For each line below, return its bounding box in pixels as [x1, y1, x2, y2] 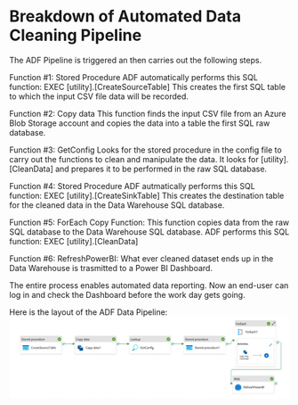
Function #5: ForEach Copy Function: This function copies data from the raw [9, 217, 290, 227]
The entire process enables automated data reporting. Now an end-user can [9, 279, 289, 291]
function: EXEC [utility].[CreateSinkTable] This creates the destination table [9, 190, 285, 201]
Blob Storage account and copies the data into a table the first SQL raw [9, 118, 270, 128]
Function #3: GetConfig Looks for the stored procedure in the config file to [9, 145, 282, 155]
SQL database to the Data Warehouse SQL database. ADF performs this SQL [9, 226, 290, 237]
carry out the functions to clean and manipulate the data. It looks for [9, 153, 260, 164]
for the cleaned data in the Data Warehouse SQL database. [9, 199, 225, 211]
